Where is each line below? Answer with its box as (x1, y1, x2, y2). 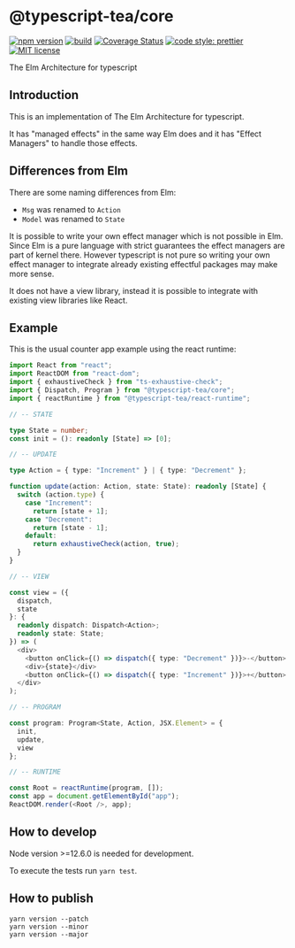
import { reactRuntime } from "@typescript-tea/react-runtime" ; (9, 394, 251, 403)
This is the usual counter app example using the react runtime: (9, 343, 237, 355)
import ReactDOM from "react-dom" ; (9, 369, 140, 378)
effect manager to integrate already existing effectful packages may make (9, 258, 278, 269)
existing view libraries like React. (9, 295, 128, 305)
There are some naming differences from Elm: (9, 187, 177, 197)
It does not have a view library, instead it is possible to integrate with (9, 285, 259, 296)
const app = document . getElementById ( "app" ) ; (9, 792, 179, 801)
